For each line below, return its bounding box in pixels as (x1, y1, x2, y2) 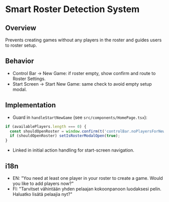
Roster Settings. (12, 76, 46, 82)
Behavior (5, 57, 34, 65)
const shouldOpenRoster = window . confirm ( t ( (10, 128, 105, 134)
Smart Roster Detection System (5, 4, 140, 15)
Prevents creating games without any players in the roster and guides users (5, 37, 162, 43)
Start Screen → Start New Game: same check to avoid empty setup (12, 81, 152, 87)
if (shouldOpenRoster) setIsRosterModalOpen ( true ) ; (10, 133, 121, 139)
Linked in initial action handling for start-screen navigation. (12, 147, 134, 153)
